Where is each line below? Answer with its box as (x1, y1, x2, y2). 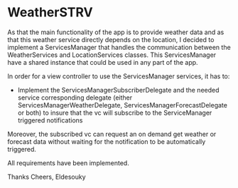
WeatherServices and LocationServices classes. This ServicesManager (7, 51, 217, 59)
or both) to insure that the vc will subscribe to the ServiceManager (17, 108, 212, 117)
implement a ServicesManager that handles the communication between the (7, 43, 231, 51)
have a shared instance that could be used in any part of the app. (7, 58, 198, 66)
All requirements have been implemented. (7, 158, 129, 167)
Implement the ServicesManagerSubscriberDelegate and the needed (17, 85, 220, 94)
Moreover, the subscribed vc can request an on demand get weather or (7, 130, 217, 138)
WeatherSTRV (7, 4, 94, 21)
